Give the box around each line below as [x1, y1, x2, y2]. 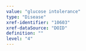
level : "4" [6, 36, 33, 42]
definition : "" [6, 30, 44, 36]
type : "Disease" [6, 14, 46, 20]
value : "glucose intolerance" [6, 8, 81, 15]
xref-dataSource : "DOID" [6, 25, 68, 31]
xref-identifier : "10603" [6, 19, 70, 25]
